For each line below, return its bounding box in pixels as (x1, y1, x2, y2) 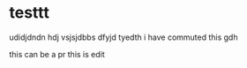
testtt (9, 3, 50, 23)
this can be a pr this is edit (9, 49, 106, 59)
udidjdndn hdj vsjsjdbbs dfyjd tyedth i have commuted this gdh (9, 32, 238, 42)
